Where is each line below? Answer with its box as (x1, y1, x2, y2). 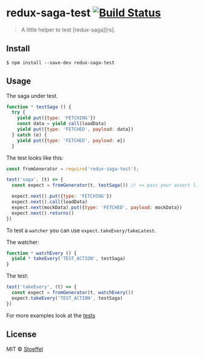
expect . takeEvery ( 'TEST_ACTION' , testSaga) (11, 295, 123, 301)
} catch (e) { (11, 132, 47, 138)
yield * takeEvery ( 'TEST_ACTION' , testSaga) (11, 256, 126, 262)
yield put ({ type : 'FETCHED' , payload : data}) (17, 126, 134, 132)
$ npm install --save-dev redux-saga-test (6, 59, 115, 66)
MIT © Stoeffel (6, 345, 43, 353)
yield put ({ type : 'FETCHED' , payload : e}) (17, 137, 126, 143)
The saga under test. (6, 92, 59, 99)
